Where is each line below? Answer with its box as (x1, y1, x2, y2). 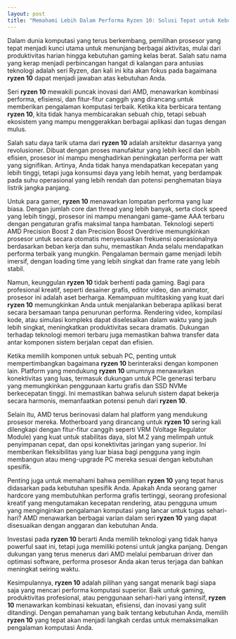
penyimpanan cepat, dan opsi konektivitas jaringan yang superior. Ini (7, 440, 206, 448)
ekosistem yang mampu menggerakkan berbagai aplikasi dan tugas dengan (7, 117, 227, 125)
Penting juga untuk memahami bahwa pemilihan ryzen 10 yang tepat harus (7, 476, 224, 485)
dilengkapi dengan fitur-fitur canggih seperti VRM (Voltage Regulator (7, 425, 207, 433)
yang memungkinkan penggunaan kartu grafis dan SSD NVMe (7, 381, 188, 390)
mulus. (7, 125, 27, 133)
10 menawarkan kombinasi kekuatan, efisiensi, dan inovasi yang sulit (7, 600, 206, 609)
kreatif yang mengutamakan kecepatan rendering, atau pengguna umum (7, 498, 218, 507)
